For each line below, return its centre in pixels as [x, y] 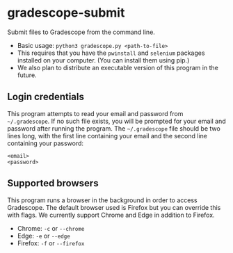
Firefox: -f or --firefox [51, 243]
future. [27, 75]
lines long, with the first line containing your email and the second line [107, 136]
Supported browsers [53, 183]
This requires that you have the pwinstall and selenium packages [111, 53]
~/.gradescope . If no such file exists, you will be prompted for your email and [116, 121]
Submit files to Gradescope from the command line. [81, 32]
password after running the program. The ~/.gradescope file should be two [114, 128]
